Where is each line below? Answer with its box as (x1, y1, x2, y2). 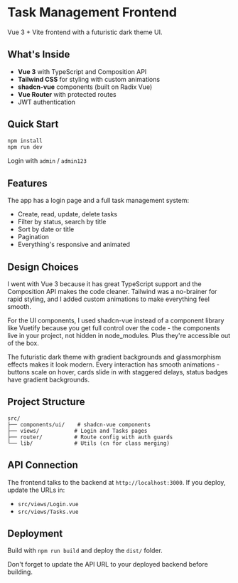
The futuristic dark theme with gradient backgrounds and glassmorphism (7, 352, 222, 361)
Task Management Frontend (7, 4, 178, 21)
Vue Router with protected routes (17, 90, 117, 98)
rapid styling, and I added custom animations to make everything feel (7, 295, 210, 303)
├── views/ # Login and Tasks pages (7, 427, 148, 434)
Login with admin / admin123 (7, 157, 87, 165)
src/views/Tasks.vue (17, 508, 79, 515)
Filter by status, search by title (17, 218, 107, 226)
